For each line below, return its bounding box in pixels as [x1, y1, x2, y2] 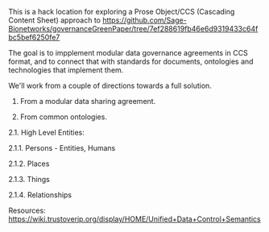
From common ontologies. [19, 112, 107, 122]
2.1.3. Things [8, 175, 50, 184]
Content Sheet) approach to [8, 15, 101, 25]
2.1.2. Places [8, 159, 50, 168]
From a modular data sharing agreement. [19, 97, 156, 106]
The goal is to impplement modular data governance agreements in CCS [8, 48, 248, 57]
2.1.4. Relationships [8, 190, 72, 200]
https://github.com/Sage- [101, 15, 187, 25]
